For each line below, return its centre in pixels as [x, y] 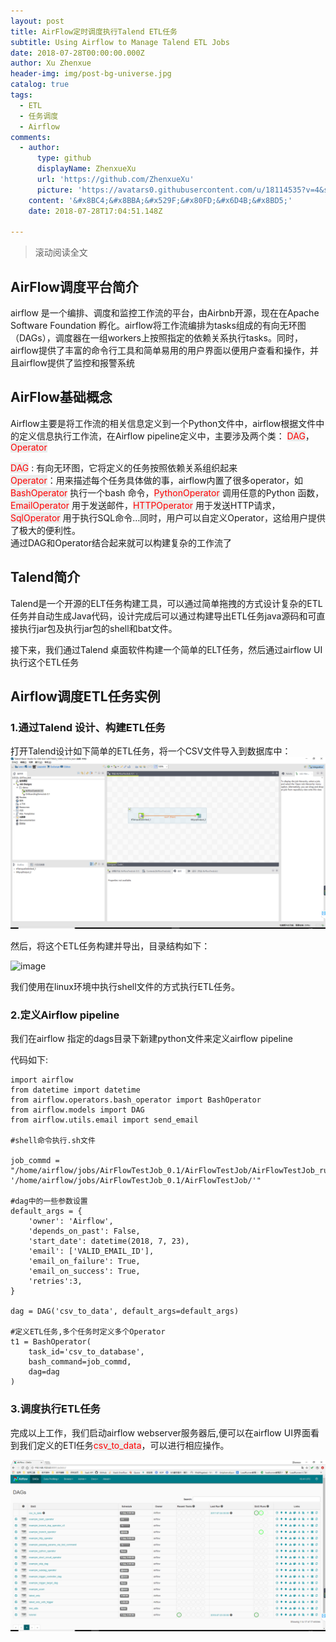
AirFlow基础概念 [61, 397]
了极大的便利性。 [45, 530]
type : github [64, 158]
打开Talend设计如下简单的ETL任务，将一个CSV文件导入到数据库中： [151, 751]
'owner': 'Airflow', [71, 1221]
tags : [21, 95]
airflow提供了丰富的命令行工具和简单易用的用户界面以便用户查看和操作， [160, 351]
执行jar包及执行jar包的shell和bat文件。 [98, 628]
